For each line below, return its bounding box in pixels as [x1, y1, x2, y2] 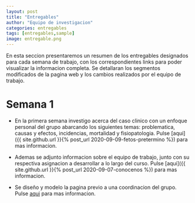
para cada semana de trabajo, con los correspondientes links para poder [6, 58, 182, 65]
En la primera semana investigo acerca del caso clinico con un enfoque [14, 117, 187, 124]
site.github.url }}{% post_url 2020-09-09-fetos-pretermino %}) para [22, 136, 188, 143]
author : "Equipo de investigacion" [6, 19, 93, 25]
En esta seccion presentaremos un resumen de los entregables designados [6, 52, 189, 59]
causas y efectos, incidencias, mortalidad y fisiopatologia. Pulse [14, 129, 170, 137]
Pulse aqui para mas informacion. [14, 189, 96, 197]
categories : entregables [6, 25, 67, 31]
